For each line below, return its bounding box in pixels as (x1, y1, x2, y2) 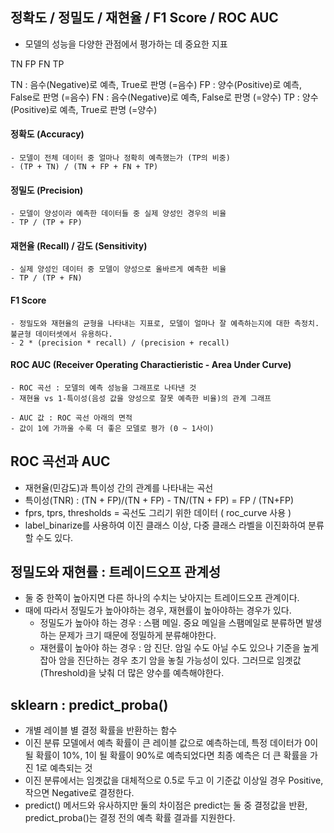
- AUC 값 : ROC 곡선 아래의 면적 (10, 413, 133, 423)
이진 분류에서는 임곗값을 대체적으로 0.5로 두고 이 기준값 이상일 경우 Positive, (24, 774, 324, 787)
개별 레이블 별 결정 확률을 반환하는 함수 (24, 724, 178, 737)
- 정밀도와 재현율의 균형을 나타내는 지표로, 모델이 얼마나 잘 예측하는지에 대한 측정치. (10, 318, 320, 328)
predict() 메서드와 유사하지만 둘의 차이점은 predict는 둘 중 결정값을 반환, (24, 799, 308, 812)
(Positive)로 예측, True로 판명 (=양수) (10, 103, 158, 115)
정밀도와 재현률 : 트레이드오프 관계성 (10, 564, 222, 581)
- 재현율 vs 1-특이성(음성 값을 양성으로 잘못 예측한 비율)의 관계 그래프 (10, 393, 272, 403)
